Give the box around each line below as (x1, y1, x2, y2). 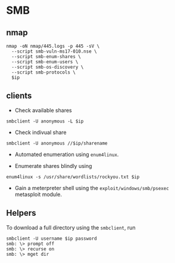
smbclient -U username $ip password (6, 236, 97, 241)
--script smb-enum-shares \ (11, 54, 82, 60)
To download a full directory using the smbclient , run (6, 224, 136, 231)
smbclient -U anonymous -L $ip (6, 118, 84, 124)
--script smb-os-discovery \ (11, 64, 84, 70)
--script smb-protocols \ (11, 69, 76, 75)
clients (6, 91, 32, 101)
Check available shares (14, 106, 73, 114)
